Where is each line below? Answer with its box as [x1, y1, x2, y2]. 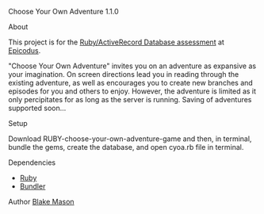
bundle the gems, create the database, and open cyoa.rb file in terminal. [8, 143, 244, 151]
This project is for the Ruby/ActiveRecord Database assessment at [8, 37, 224, 47]
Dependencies [8, 158, 56, 167]
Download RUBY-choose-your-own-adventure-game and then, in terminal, [8, 134, 252, 143]
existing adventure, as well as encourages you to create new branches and [8, 78, 254, 87]
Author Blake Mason [8, 197, 75, 206]
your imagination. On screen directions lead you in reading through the [8, 70, 239, 78]
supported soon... [8, 103, 67, 113]
